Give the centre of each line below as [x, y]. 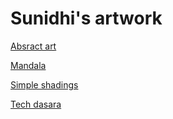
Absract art [33, 46]
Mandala [28, 65]
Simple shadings [44, 84]
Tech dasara [36, 104]
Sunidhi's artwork [86, 18]
